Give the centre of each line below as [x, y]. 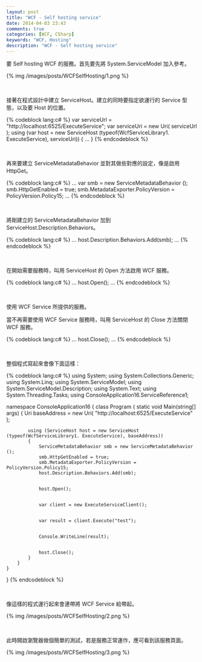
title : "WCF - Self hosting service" [54, 18]
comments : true [25, 29]
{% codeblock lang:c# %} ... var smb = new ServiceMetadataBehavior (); [97, 183]
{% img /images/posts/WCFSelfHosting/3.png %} [68, 652]
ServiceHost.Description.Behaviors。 [53, 227]
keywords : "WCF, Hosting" [39, 40]
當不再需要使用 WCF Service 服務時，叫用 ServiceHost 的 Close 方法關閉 [97, 319]
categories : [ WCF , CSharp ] [40, 35]
